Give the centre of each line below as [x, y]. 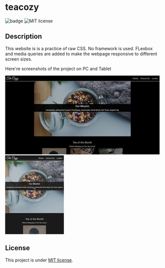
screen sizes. [19, 59]
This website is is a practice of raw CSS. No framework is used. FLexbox [79, 48]
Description [23, 36]
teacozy [22, 7]
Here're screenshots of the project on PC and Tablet [58, 68]
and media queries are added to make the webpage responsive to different [81, 54]
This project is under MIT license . [39, 260]
